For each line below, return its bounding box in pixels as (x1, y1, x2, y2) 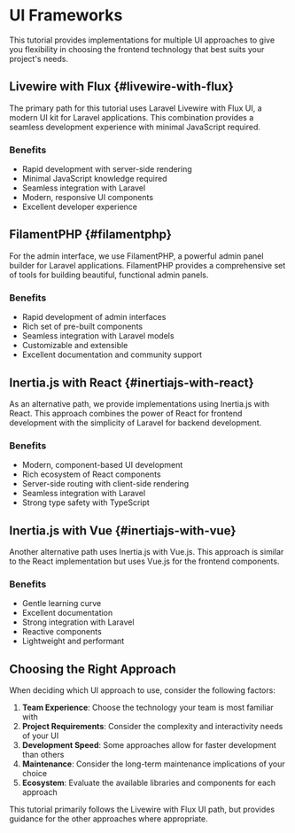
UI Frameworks (9, 5, 123, 26)
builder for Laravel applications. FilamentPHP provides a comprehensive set (9, 260, 286, 270)
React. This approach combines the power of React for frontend (9, 408, 243, 418)
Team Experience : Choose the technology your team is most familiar (21, 702, 275, 713)
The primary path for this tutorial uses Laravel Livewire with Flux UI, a (9, 103, 263, 113)
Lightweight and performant (21, 635, 125, 647)
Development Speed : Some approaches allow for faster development (21, 740, 276, 751)
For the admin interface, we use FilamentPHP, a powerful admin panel (9, 250, 264, 261)
